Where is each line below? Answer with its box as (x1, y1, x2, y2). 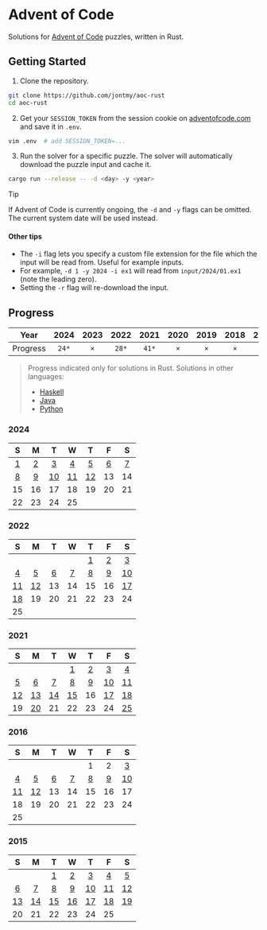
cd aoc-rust (8, 99, 48, 107)
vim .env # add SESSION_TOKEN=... (8, 137, 126, 145)
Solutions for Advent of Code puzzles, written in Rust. (8, 32, 184, 41)
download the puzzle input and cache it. (19, 160, 152, 169)
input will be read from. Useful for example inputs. (19, 258, 184, 267)
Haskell (39, 387, 64, 397)
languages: (27, 372, 65, 382)
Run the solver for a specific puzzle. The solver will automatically (19, 151, 233, 161)
